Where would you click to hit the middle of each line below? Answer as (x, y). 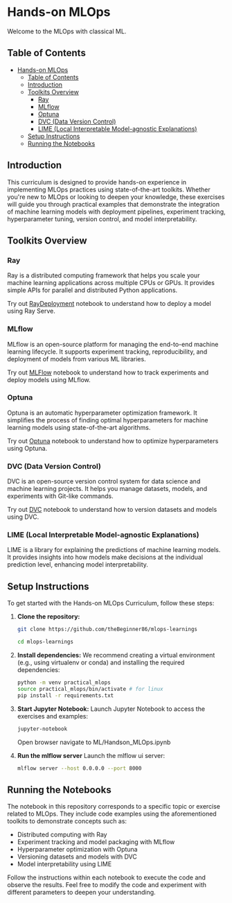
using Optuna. (27, 448)
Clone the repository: (48, 617)
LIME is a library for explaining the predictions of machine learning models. (114, 550)
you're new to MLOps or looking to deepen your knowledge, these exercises (116, 197)
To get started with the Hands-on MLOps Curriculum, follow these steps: (111, 603)
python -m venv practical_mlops (64, 682)
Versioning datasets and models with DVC (77, 857)
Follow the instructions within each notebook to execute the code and (107, 877)
